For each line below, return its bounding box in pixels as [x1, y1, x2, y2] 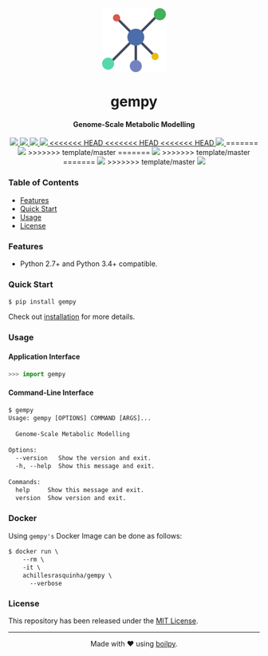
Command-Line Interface [8, 388, 94, 397]
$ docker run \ [8, 547, 59, 555]
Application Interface [8, 352, 81, 361]
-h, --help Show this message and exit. [15, 463, 156, 471]
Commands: [8, 479, 41, 487]
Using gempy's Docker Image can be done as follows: [8, 531, 183, 540]
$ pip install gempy [8, 298, 77, 306]
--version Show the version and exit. [15, 455, 152, 463]
